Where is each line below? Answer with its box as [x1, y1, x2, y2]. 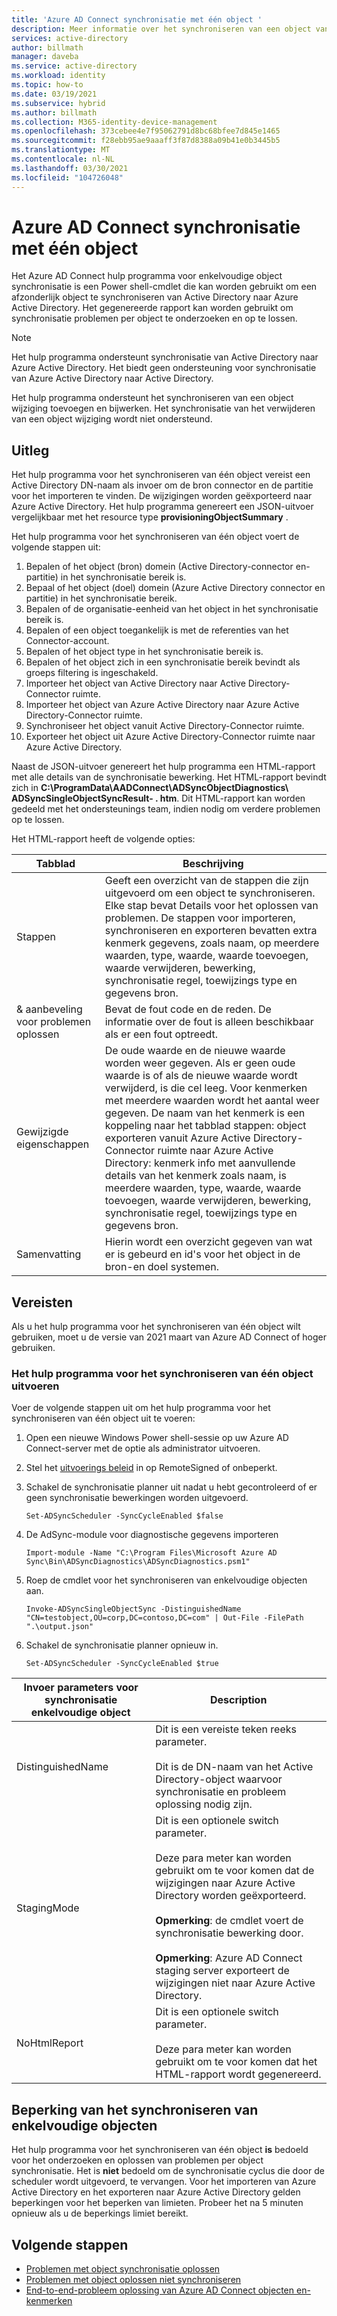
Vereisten [11, 1294, 73, 1311]
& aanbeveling [16, 1002, 83, 1016]
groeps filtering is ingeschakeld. [25, 667, 159, 679]
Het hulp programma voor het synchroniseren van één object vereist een [11, 469, 311, 481]
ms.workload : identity [11, 71, 106, 81]
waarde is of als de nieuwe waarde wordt [104, 1069, 298, 1083]
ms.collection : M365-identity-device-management [11, 117, 218, 127]
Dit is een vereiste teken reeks [155, 1722, 297, 1736]
